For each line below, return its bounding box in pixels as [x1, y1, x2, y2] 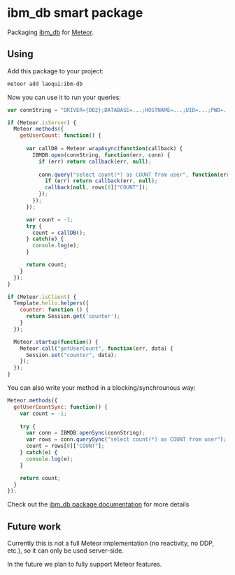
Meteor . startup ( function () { [13, 338, 99, 345]
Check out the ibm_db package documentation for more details [7, 500, 190, 509]
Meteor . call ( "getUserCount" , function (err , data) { [20, 344, 173, 352]
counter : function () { [20, 306, 90, 314]
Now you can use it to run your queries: [7, 93, 121, 101]
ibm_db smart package [7, 5, 143, 21]
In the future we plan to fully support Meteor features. [7, 560, 162, 569]
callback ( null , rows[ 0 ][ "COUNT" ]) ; [44, 184, 149, 191]
